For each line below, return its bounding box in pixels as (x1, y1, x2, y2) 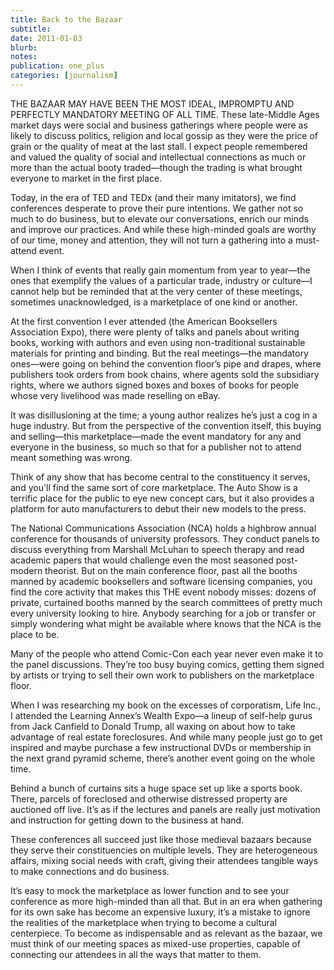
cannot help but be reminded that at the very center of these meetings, (10, 285, 303, 297)
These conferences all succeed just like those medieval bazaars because (10, 833, 312, 845)
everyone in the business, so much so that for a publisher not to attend (10, 441, 302, 453)
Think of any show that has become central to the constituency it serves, (10, 471, 311, 483)
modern (10, 564, 43, 576)
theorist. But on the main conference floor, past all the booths (44, 564, 298, 576)
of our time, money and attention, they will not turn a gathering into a (10, 234, 293, 246)
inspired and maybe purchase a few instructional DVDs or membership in (10, 741, 312, 753)
